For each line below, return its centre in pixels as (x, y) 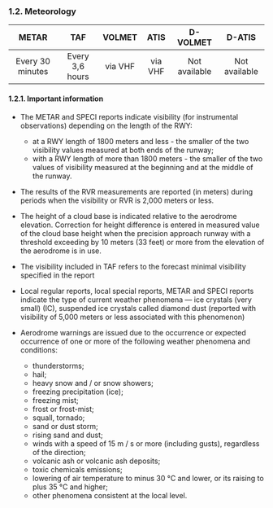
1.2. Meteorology (43, 11)
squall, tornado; (58, 418)
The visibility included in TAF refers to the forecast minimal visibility (133, 266)
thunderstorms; (58, 366)
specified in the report (57, 275)
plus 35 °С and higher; (70, 487)
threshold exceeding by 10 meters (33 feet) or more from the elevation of (142, 242)
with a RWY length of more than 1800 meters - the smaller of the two (147, 158)
